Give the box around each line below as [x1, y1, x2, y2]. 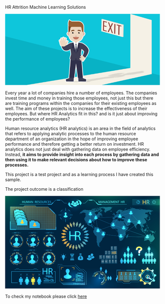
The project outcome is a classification [5, 186, 83, 192]
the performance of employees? [5, 116, 70, 122]
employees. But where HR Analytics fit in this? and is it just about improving [5, 110, 158, 117]
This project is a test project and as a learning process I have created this [5, 171, 154, 177]
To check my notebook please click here [5, 293, 87, 299]
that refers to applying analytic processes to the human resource [5, 130, 137, 136]
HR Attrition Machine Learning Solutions [5, 4, 86, 10]
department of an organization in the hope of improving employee [5, 136, 138, 142]
